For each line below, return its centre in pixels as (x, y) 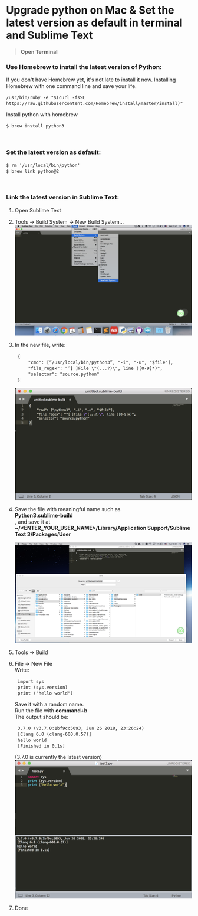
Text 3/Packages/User (43, 534)
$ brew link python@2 (33, 171)
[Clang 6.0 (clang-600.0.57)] (55, 735)
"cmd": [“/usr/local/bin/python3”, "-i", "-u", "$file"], (101, 362)
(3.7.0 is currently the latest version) (58, 757)
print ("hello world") (45, 693)
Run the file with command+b (51, 711)
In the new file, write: (40, 345)
